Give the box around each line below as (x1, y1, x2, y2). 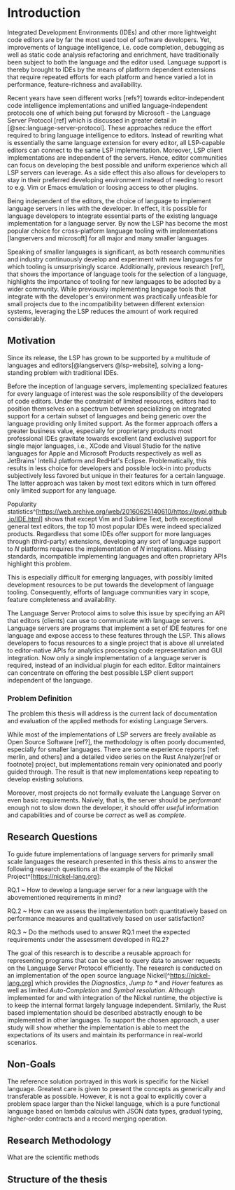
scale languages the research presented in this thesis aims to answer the (7, 857, 218, 866)
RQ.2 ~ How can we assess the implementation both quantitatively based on (7, 906, 227, 915)
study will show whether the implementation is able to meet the (7, 1023, 190, 1032)
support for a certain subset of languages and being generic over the (7, 411, 206, 420)
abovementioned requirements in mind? (7, 893, 122, 901)
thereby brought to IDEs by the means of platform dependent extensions (7, 65, 216, 74)
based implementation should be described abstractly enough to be (7, 1008, 203, 1017)
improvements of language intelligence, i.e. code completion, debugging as (7, 43, 225, 51)
